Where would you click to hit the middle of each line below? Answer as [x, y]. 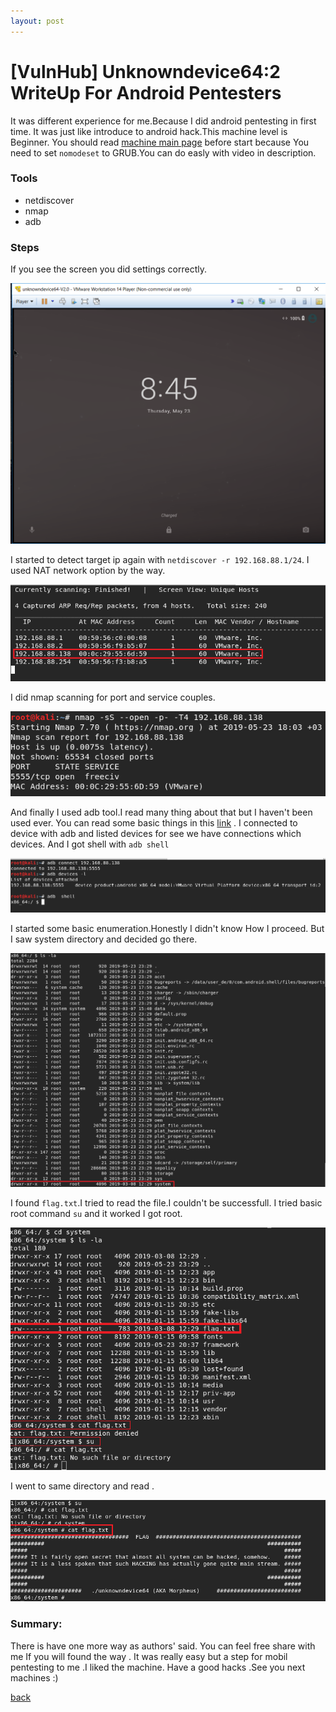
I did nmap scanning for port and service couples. [113, 697]
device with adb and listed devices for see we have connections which [156, 833]
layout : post [37, 21]
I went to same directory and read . [82, 1486]
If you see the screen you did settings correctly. [109, 269]
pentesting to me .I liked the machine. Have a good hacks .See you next [158, 1667]
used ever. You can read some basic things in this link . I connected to [154, 822]
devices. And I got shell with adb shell [90, 844]
